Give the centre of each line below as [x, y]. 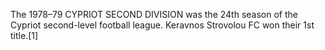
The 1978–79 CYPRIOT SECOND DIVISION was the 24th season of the [154, 14]
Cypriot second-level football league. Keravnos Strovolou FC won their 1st [162, 25]
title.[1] [24, 35]
